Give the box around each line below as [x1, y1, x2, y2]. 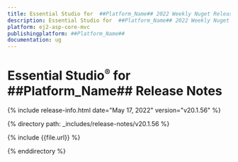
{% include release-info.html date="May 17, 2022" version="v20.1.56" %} [7, 106, 222, 115]
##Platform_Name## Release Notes [7, 82, 222, 99]
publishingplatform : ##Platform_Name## [7, 30, 125, 37]
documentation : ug [7, 37, 62, 44]
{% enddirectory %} [7, 147, 66, 156]
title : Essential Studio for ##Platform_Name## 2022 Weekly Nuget [7, 10, 211, 18]
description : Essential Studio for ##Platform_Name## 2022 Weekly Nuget [7, 17, 230, 24]
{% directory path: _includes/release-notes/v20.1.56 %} [7, 120, 170, 128]
